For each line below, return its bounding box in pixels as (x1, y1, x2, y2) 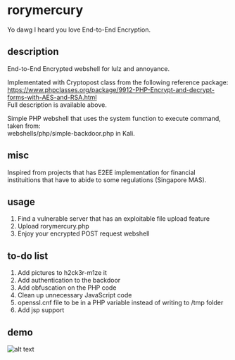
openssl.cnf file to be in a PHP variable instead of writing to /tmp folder (17, 298, 224, 307)
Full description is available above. (7, 101, 107, 109)
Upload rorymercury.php (17, 222, 89, 231)
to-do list (7, 250, 49, 262)
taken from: (7, 122, 41, 130)
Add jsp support (17, 306, 65, 314)
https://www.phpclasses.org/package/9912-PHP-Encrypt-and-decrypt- (7, 85, 215, 94)
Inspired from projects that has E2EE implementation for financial (7, 168, 196, 176)
